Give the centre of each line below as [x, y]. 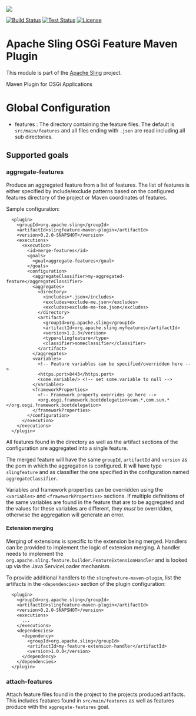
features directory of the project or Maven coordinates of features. [87, 197]
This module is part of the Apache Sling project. [64, 72]
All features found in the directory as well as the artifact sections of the [92, 442]
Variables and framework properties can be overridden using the [84, 489]
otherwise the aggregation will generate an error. [65, 515]
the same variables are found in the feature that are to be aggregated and [95, 502]
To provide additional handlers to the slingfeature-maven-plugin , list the [94, 578]
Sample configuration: [33, 208]
